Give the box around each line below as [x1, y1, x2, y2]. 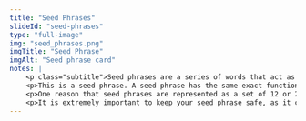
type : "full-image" [9, 30, 84, 39]
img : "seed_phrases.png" [9, 38, 104, 48]
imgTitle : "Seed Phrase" [9, 47, 104, 56]
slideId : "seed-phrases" [9, 22, 104, 31]
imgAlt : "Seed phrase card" [9, 55, 117, 65]
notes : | [9, 65, 43, 74]
